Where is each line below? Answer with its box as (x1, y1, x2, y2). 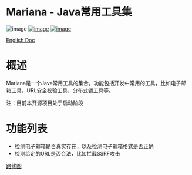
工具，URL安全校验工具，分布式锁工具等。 (11, 86, 114, 94)
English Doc (6, 36, 35, 43)
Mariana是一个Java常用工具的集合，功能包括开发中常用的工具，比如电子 (6, 79, 181, 86)
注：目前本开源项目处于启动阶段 (6, 99, 83, 106)
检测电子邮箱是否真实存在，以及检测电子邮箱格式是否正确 (14, 142, 154, 150)
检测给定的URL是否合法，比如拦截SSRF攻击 (14, 150, 120, 157)
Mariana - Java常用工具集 (6, 5, 132, 19)
